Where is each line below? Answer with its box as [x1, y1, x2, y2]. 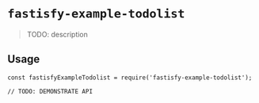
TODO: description [26, 29, 89, 39]
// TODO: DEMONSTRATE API [7, 87, 93, 95]
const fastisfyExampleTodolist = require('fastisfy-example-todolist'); [7, 74, 253, 82]
